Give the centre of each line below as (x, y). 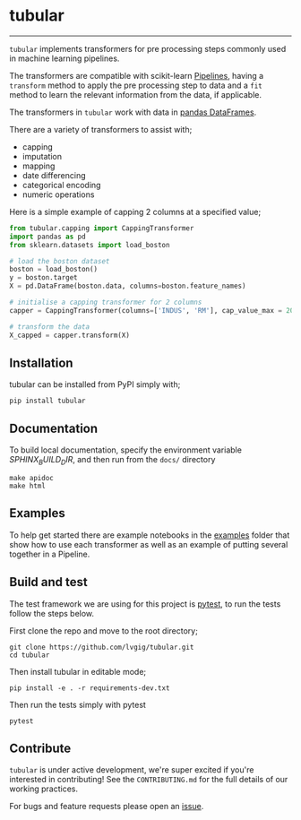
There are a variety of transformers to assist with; (101, 129)
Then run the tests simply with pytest (77, 704)
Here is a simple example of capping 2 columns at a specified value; (135, 211)
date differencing (54, 175)
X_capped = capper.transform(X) (69, 335)
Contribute (40, 748)
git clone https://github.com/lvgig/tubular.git (102, 647)
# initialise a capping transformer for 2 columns (106, 302)
